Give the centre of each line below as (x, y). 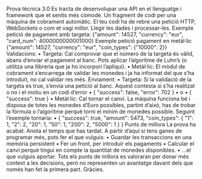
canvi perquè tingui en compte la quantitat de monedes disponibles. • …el (99, 150)
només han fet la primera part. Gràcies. (55, 169)
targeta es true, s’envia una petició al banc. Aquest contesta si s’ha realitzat (101, 86)
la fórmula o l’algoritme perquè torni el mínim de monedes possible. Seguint (101, 112)
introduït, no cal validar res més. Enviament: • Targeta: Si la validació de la (99, 79)
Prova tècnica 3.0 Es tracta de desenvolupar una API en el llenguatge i (94, 9)
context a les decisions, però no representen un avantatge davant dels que (100, 163)
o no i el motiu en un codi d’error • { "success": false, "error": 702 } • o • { (99, 92)
